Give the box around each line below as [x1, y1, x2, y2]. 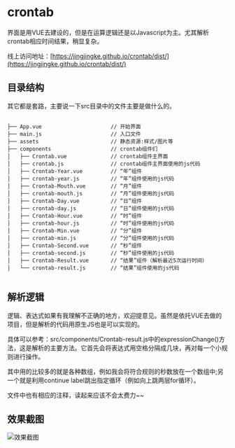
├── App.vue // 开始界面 [7, 123, 141, 130]
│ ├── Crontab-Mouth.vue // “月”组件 [7, 183, 142, 190]
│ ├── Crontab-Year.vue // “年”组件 [7, 167, 142, 175]
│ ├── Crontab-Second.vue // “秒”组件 [7, 242, 142, 249]
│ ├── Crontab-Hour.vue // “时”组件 [7, 212, 142, 219]
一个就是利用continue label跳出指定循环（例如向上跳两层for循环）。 [7, 376, 201, 384]
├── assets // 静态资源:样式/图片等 [7, 138, 173, 145]
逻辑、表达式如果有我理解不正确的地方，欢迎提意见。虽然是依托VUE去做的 [7, 311, 222, 319]
